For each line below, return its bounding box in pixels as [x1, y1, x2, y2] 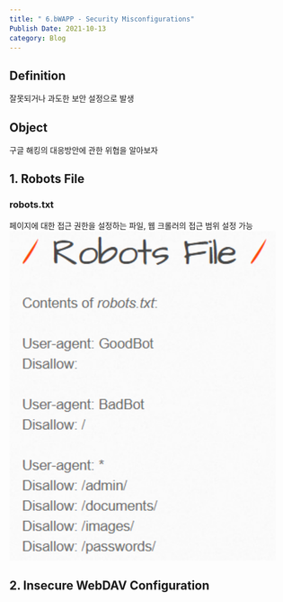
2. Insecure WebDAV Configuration [9, 578, 210, 594]
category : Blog [9, 33, 66, 42]
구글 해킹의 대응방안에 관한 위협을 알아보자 [9, 145, 159, 155]
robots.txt [9, 198, 54, 211]
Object [9, 120, 48, 135]
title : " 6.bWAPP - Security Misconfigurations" [9, 14, 195, 23]
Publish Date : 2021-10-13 [9, 23, 106, 33]
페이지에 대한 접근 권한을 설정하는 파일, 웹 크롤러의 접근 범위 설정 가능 [9, 220, 253, 231]
